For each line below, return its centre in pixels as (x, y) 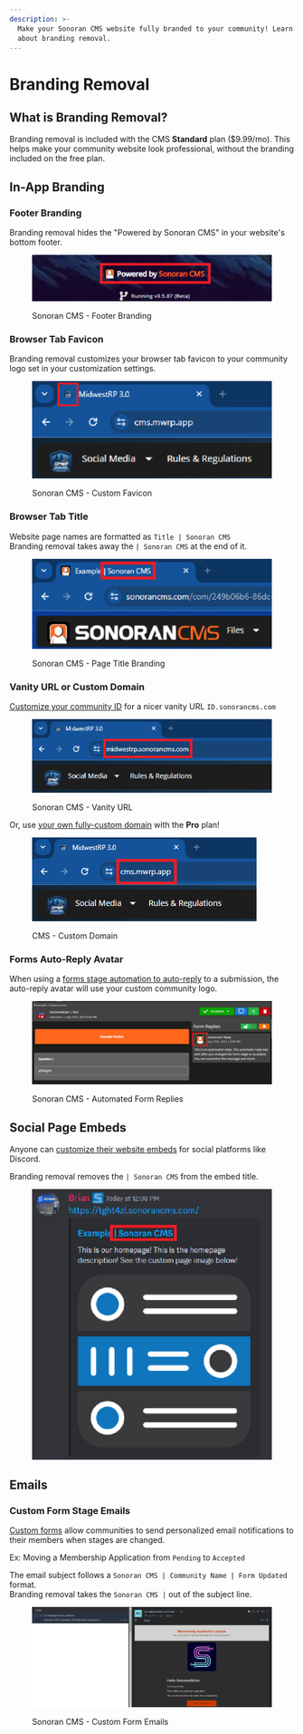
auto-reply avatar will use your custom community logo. (114, 988)
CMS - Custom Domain (75, 935)
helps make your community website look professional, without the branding (152, 149)
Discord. (25, 1159)
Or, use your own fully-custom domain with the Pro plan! (114, 824)
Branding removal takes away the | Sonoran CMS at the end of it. (128, 546)
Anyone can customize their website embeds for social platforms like (138, 1150)
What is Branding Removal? (89, 117)
